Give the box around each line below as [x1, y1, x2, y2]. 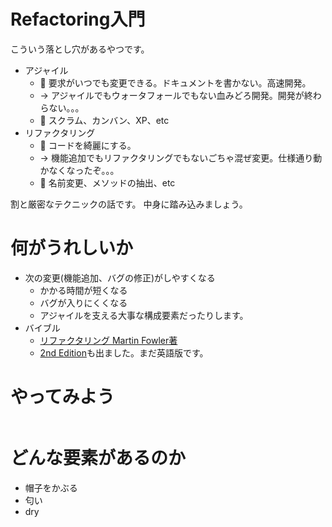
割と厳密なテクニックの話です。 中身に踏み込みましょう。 [10, 198, 248, 210]
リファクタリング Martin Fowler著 [39, 334, 178, 346]
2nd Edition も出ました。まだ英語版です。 [39, 346, 209, 359]
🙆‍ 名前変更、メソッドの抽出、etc [39, 176, 176, 189]
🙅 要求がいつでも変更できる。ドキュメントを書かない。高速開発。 [39, 76, 312, 89]
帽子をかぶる [24, 481, 78, 494]
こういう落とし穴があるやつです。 [10, 43, 150, 55]
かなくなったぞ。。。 [39, 164, 120, 176]
